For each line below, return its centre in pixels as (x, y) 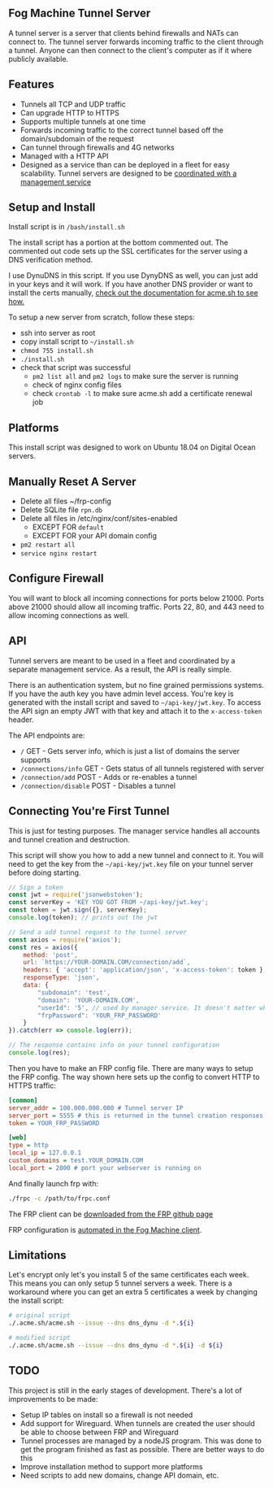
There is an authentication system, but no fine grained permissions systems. (136, 685)
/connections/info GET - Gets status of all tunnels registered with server (142, 768)
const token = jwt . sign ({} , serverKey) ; (78, 910)
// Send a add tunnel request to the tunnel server (97, 932)
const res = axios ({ (43, 947)
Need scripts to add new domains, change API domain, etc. (119, 1475)
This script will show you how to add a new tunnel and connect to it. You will (136, 855)
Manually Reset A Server (72, 482)
